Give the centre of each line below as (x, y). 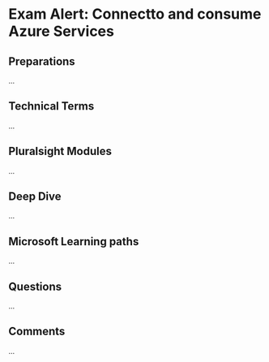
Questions (35, 286)
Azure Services (62, 31)
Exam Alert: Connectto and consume (135, 14)
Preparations (42, 61)
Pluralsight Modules (60, 151)
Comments (37, 332)
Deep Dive (35, 197)
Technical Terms (51, 106)
